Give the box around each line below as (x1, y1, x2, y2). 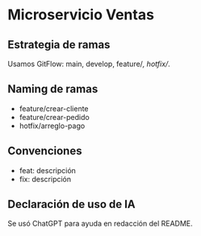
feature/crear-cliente (19, 103, 90, 114)
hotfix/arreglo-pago (19, 121, 86, 130)
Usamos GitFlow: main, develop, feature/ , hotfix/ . (7, 59, 170, 68)
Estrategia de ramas (7, 38, 111, 52)
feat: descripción (19, 165, 76, 175)
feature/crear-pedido (19, 112, 90, 122)
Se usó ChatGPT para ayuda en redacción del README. (7, 219, 193, 229)
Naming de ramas (7, 82, 98, 96)
